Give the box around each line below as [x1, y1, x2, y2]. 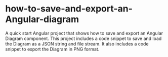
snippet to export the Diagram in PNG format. [5, 46, 100, 52]
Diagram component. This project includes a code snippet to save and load [5, 35, 162, 41]
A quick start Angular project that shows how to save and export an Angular [5, 30, 163, 36]
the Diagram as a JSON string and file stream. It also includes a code [5, 40, 149, 46]
